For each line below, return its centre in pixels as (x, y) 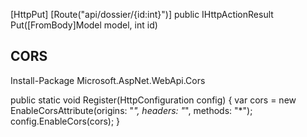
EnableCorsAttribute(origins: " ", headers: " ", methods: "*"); (131, 110)
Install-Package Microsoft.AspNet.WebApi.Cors (108, 80)
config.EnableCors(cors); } (65, 121)
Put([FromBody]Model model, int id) (84, 25)
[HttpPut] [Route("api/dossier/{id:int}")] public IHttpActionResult (142, 14)
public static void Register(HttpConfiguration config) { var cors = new (153, 100)
